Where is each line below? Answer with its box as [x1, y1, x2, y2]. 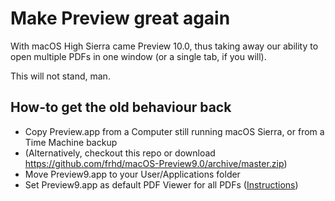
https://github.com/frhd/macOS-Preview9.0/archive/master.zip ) [24, 157, 288, 169]
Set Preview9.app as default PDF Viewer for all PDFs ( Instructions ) [24, 178, 299, 191]
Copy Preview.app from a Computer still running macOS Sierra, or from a [24, 125, 325, 137]
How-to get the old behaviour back [10, 99, 232, 116]
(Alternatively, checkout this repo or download [24, 147, 216, 159]
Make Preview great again [10, 7, 231, 30]
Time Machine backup [24, 136, 118, 148]
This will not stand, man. [10, 70, 111, 82]
